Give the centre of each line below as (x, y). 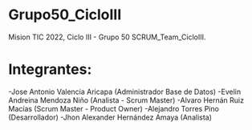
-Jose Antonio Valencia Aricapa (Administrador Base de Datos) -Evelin (125, 91)
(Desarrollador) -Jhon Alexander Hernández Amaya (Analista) (110, 117)
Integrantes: (50, 69)
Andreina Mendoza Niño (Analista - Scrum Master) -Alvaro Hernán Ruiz (126, 100)
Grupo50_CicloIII (65, 15)
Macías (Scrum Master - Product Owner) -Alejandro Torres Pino (114, 108)
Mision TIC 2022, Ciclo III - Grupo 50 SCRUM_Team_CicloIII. (107, 37)
